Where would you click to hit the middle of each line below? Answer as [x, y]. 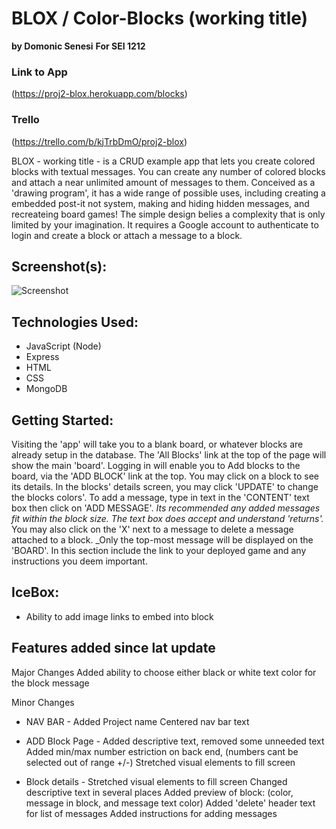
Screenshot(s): [59, 266]
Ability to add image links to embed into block [119, 616]
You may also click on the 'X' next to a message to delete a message [152, 529]
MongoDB [46, 389]
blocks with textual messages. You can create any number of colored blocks [168, 171]
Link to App [39, 72]
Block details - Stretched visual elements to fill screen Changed [156, 781]
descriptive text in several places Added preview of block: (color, [159, 792]
